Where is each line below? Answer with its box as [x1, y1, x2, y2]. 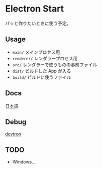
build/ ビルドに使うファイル [12, 74, 71, 80]
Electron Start [5, 3, 64, 15]
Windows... [12, 159, 36, 165]
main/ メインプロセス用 [12, 49, 60, 55]
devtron [5, 131, 21, 137]
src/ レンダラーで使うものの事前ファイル [12, 61, 97, 68]
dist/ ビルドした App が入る [12, 68, 71, 74]
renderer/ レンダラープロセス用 [12, 55, 78, 61]
